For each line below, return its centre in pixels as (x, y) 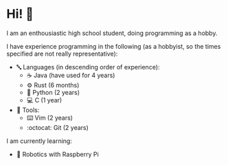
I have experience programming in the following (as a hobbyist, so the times (114, 46)
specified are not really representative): (62, 54)
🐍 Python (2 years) (53, 92)
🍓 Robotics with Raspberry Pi (57, 154)
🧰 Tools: (28, 110)
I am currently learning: (39, 141)
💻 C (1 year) (44, 100)
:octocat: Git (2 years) (57, 127)
